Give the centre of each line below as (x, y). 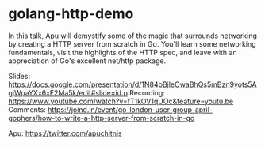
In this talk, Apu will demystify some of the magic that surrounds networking (133, 36)
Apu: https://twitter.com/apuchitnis (65, 133)
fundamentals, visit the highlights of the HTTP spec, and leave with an (123, 52)
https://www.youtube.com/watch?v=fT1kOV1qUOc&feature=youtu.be (121, 101)
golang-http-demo (71, 14)
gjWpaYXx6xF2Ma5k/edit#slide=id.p (68, 92)
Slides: (19, 76)
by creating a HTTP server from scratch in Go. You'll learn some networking (132, 43)
